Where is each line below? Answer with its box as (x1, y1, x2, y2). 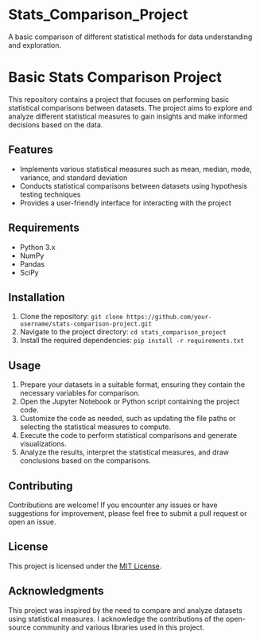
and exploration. (8, 40, 62, 49)
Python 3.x (19, 242, 56, 252)
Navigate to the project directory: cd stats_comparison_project (19, 327, 227, 337)
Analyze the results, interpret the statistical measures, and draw (19, 447, 229, 457)
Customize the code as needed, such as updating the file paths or (19, 414, 236, 423)
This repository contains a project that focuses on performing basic (8, 94, 229, 104)
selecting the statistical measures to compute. (19, 422, 171, 431)
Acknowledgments (8, 584, 105, 598)
